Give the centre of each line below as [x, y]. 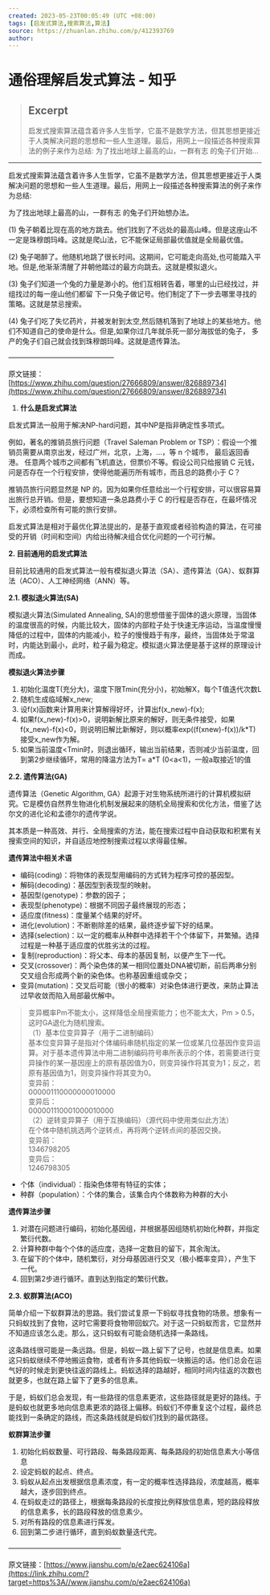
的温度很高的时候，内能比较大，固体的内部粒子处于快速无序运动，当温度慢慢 [135, 625]
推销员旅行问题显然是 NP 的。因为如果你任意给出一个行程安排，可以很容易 [131, 489]
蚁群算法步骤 [29, 1434]
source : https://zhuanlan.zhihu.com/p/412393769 [91, 31]
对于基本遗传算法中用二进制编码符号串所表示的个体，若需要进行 [148, 1053]
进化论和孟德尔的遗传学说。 [75, 814]
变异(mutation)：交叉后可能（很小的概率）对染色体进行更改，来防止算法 [139, 986]
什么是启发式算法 [48, 408]
